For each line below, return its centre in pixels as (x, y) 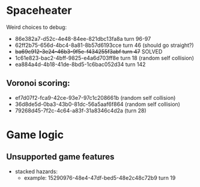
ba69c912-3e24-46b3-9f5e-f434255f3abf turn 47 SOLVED (89, 51)
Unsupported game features (60, 157)
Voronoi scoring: (38, 83)
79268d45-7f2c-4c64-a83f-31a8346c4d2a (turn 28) (80, 110)
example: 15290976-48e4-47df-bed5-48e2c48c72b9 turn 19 (100, 177)
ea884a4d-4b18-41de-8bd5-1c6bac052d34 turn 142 (80, 64)
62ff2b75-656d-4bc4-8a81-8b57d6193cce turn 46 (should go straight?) (104, 45)
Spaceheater (39, 11)
